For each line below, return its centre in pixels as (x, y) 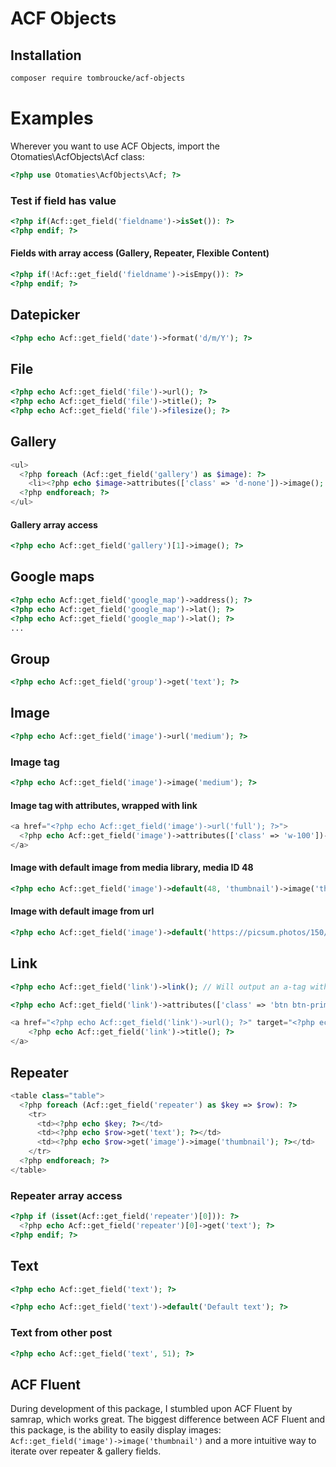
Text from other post (61, 1333)
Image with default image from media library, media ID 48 (132, 868)
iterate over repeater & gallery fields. (86, 1451)
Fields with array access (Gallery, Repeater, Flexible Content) (140, 253)
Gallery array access (54, 524)
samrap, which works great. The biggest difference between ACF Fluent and (168, 1419)
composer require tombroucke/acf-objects (98, 78)
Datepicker (45, 315)
